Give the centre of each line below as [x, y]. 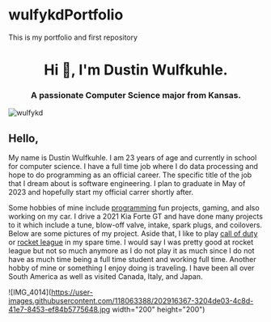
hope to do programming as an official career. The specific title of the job [130, 175]
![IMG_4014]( [30, 292]
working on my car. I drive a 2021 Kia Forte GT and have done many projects [135, 217]
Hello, [23, 138]
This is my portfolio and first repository [73, 37]
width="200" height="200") [159, 310]
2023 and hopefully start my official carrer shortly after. [101, 193]
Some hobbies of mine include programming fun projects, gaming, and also [134, 208]
